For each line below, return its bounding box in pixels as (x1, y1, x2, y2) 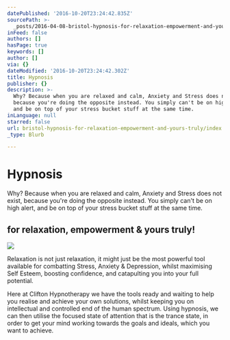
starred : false (7, 118, 51, 125)
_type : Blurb (7, 131, 44, 138)
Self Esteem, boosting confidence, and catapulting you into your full (7, 269, 199, 278)
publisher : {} (7, 80, 48, 87)
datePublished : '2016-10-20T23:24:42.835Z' (7, 10, 133, 17)
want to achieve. (7, 326, 54, 335)
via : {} (7, 61, 29, 68)
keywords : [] (7, 49, 44, 56)
